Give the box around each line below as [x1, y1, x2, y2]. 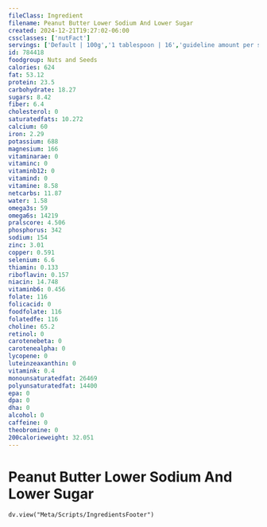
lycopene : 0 [8, 352, 48, 361]
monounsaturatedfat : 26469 [8, 374, 98, 382]
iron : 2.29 [8, 130, 44, 138]
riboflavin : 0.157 [8, 271, 69, 279]
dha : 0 [8, 404, 30, 412]
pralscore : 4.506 [8, 219, 66, 227]
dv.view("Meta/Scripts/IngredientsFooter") [8, 511, 155, 519]
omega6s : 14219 [8, 212, 59, 220]
